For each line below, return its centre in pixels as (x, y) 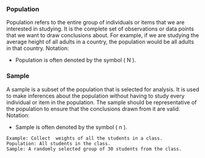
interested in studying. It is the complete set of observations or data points (100, 29)
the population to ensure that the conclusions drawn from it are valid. (93, 109)
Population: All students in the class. (59, 143)
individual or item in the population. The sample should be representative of (102, 102)
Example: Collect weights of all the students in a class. (85, 138)
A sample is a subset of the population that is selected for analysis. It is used (103, 89)
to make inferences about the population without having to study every (95, 96)
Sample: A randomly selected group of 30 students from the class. (94, 149)
